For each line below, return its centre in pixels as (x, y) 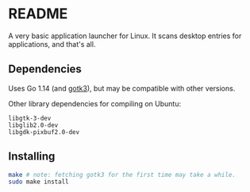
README (38, 14)
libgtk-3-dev (30, 118)
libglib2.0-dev (33, 125)
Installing (32, 157)
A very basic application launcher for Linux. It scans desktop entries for (125, 36)
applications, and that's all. (52, 44)
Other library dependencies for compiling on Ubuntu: (94, 103)
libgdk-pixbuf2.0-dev (44, 132)
